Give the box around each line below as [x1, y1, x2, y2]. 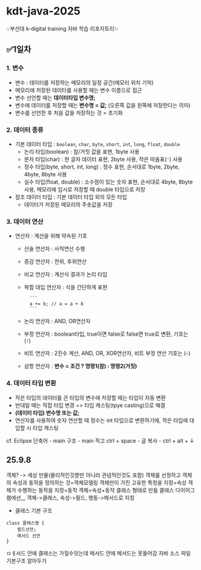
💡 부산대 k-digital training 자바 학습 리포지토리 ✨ [6, 25, 119, 32]
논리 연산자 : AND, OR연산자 [23, 318, 91, 325]
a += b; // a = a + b [29, 301, 84, 307]
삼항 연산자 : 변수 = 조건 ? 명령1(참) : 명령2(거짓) [23, 362, 137, 370]
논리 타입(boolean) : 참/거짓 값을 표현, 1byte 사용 [23, 148, 140, 155]
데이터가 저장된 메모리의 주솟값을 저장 [23, 200, 113, 208]
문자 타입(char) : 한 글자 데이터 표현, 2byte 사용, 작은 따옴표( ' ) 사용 [23, 155, 183, 162]
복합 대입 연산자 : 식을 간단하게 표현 [23, 284, 108, 291]
